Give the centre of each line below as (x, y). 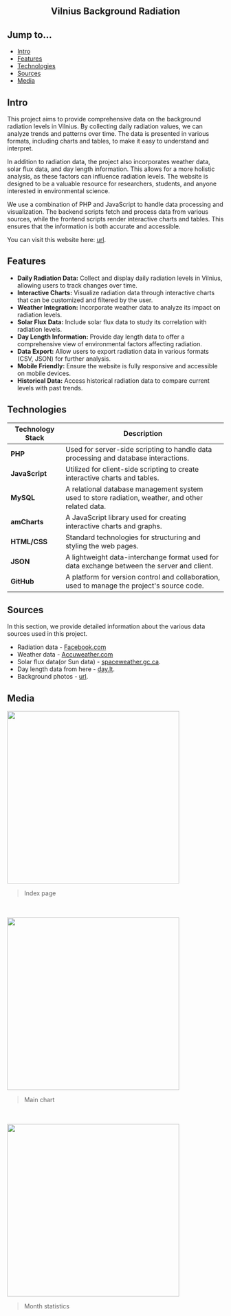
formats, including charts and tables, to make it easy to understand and (108, 141)
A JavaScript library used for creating (126, 517)
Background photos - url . (53, 677)
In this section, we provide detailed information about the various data (106, 626)
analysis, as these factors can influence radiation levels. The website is (108, 177)
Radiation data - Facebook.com (62, 647)
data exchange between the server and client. (139, 566)
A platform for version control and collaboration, (142, 577)
